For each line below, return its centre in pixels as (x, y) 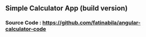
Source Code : (23, 23)
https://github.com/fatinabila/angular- (91, 23)
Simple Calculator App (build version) (67, 8)
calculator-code (26, 29)
